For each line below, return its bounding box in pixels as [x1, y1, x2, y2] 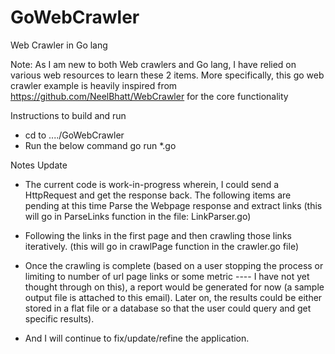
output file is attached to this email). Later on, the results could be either [24, 291, 323, 303]
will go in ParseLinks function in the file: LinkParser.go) [24, 210, 252, 222]
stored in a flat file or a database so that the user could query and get [24, 302, 312, 314]
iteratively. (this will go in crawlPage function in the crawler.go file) [24, 240, 299, 252]
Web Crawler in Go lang [10, 39, 108, 51]
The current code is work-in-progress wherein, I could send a [24, 178, 280, 190]
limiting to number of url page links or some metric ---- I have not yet [24, 270, 310, 282]
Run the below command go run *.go [24, 139, 177, 151]
